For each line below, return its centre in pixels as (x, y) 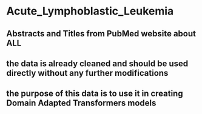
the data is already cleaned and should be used (97, 63)
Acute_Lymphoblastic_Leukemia (90, 11)
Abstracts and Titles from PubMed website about (101, 34)
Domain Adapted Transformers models (81, 103)
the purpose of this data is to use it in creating (95, 94)
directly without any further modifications (87, 73)
